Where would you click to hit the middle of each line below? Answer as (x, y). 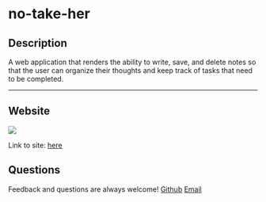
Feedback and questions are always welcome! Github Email (105, 189)
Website (29, 111)
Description (38, 43)
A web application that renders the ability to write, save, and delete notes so (132, 62)
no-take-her (49, 14)
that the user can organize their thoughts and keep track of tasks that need (131, 71)
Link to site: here (35, 145)
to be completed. (36, 79)
